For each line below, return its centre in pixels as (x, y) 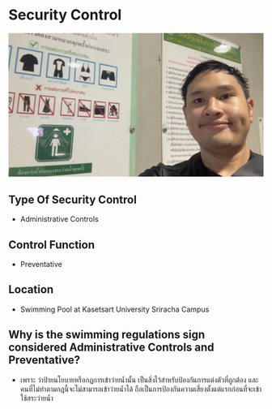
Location (31, 290)
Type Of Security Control (73, 199)
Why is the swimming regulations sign (107, 335)
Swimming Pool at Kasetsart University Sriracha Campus (115, 309)
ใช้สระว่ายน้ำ (37, 398)
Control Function (52, 245)
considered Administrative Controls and (111, 348)
